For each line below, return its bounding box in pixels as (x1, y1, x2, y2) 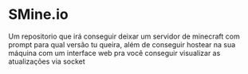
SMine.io (8, 6, 69, 24)
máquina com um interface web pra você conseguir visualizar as (8, 48, 221, 57)
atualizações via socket (8, 57, 85, 66)
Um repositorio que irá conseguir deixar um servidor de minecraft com (8, 31, 241, 41)
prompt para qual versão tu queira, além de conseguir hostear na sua (8, 39, 236, 49)
